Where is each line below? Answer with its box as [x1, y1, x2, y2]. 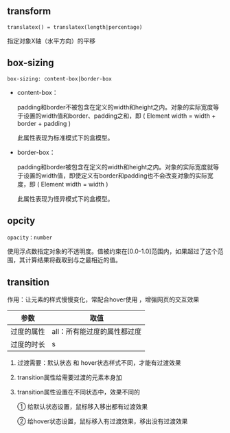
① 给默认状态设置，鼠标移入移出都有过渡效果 [16, 403, 148, 411]
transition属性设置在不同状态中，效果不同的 [16, 388, 141, 397]
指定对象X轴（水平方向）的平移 [7, 36, 96, 45]
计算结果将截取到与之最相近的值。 [25, 256, 122, 264]
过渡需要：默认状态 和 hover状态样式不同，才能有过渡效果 [16, 359, 182, 367]
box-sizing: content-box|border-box [7, 75, 112, 82]
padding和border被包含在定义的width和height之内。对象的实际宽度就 [16, 162, 214, 171]
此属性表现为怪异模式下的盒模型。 [16, 194, 114, 202]
